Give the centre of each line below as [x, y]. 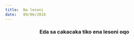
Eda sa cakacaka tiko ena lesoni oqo [84, 32]
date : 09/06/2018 [26, 14]
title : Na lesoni [24, 10]
